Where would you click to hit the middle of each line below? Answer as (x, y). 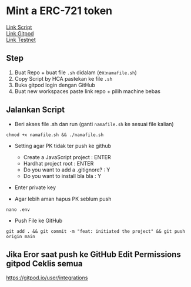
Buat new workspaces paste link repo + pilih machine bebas (87, 91)
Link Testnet (21, 39)
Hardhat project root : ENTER (58, 163)
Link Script (19, 27)
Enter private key (35, 187)
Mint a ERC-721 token (59, 11)
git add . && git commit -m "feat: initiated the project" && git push (95, 231)
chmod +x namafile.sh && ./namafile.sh (55, 135)
